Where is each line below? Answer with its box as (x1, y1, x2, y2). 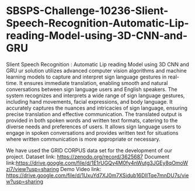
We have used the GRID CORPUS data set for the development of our (6, 146, 173, 154)
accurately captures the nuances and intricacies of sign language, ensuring (6, 104, 188, 111)
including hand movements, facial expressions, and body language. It (6, 98, 173, 105)
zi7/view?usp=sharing (6, 165, 60, 172)
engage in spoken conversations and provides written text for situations (6, 129, 179, 136)
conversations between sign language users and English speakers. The (6, 86, 177, 93)
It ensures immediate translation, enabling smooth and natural (19, 79, 168, 86)
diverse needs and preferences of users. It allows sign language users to (6, 123, 182, 130)
